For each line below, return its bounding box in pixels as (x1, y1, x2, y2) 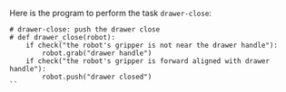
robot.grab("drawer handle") (42, 49, 153, 58)
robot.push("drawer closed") (42, 72, 153, 81)
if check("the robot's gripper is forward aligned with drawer (25, 57, 271, 66)
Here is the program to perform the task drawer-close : (9, 8, 212, 18)
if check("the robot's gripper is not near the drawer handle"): (25, 41, 279, 50)
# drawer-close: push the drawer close (9, 25, 161, 34)
